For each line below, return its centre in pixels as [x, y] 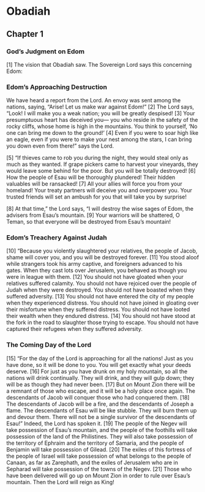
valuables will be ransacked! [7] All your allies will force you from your [94, 184]
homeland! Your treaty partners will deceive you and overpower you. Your [99, 191]
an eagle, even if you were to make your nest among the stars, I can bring [99, 140]
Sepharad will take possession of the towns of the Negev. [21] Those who [99, 469]
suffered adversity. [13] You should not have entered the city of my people [100, 297]
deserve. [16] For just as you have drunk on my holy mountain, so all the [97, 371]
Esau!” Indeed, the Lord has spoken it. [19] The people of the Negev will [97, 423]
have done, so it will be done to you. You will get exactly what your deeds [99, 365]
